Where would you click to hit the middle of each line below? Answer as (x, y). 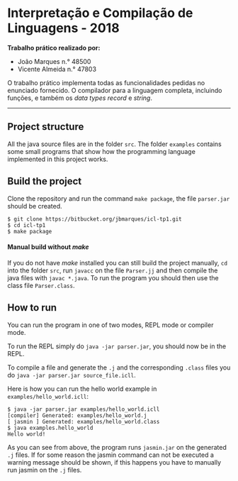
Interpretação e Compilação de (100, 13)
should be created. (35, 206)
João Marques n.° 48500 (54, 61)
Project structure (46, 127)
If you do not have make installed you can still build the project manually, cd (118, 262)
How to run (32, 308)
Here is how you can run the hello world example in (82, 389)
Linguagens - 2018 (63, 28)
